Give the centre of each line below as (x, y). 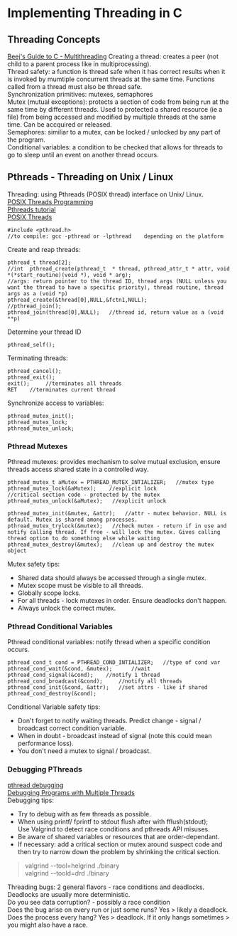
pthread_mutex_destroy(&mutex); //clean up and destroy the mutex (111, 545)
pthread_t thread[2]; (39, 262)
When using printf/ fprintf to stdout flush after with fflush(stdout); (113, 821)
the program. (26, 140)
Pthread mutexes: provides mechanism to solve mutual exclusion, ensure (114, 462)
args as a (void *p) (38, 293)
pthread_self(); (31, 345)
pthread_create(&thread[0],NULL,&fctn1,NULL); (77, 300)
